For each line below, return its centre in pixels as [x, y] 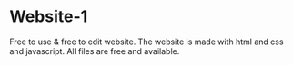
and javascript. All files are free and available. [95, 51]
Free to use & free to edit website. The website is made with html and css [146, 42]
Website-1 [49, 17]
